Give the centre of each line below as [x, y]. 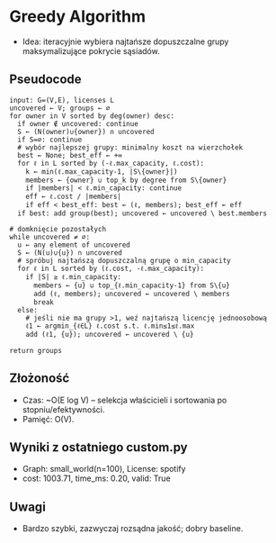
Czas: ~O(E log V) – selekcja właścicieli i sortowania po [125, 400]
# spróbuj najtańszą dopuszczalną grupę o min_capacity [124, 260]
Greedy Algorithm [78, 17]
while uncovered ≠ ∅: [50, 237]
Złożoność [40, 379]
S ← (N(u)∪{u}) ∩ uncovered [70, 253]
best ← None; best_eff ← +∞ [70, 155]
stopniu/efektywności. [63, 409]
